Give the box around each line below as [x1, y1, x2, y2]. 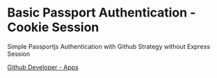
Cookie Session [7, 19, 99, 35]
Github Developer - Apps [7, 63, 79, 71]
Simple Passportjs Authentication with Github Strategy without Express [7, 42, 211, 50]
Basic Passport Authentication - [7, 5, 196, 21]
